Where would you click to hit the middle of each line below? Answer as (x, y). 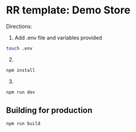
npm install (21, 70)
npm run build (23, 124)
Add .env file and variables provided (58, 37)
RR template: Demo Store (68, 10)
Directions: (19, 26)
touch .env (19, 48)
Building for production (49, 110)
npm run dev (21, 92)
